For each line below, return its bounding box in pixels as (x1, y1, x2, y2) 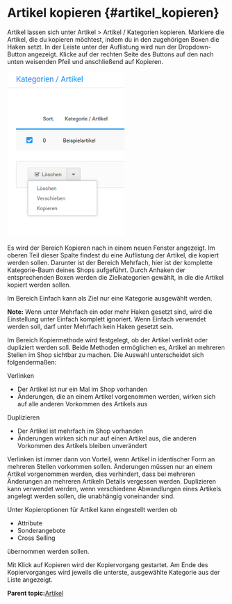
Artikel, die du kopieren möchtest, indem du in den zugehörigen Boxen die (7, 35, 219, 43)
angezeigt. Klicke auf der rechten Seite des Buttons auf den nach (27, 50, 214, 58)
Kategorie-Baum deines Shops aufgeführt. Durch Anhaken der (7, 266, 186, 274)
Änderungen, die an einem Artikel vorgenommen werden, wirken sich (17, 392, 216, 401)
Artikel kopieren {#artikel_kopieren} (7, 5, 220, 21)
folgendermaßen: (7, 358, 57, 366)
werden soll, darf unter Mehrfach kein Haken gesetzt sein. (7, 322, 174, 331)
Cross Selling (17, 534, 56, 542)
